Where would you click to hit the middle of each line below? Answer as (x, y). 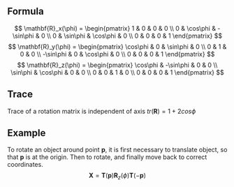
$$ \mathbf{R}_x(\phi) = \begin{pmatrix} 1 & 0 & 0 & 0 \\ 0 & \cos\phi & (115, 28)
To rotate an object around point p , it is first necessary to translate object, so (117, 150)
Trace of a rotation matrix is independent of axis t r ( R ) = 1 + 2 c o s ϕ (102, 111)
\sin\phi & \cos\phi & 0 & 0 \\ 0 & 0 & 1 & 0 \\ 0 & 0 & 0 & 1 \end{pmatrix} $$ (117, 72)
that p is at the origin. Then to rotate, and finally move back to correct (107, 157)
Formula (25, 12)
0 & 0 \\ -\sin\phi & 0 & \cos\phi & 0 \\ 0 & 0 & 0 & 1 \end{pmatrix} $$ (117, 54)
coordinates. (25, 165)
